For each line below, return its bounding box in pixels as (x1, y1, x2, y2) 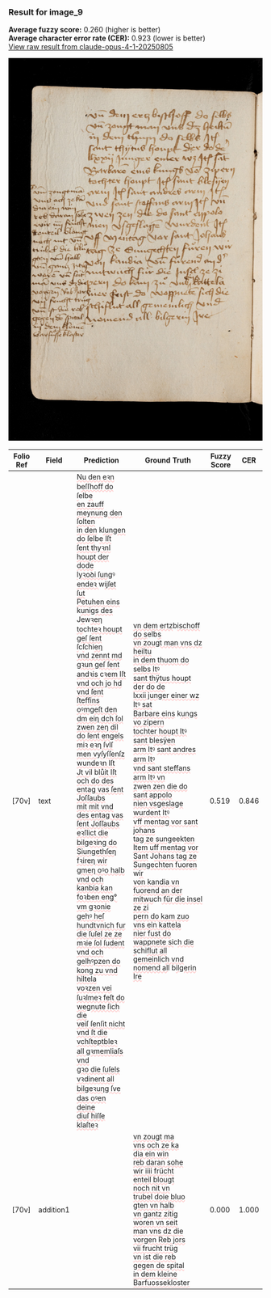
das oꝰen (76, 1093, 106, 1102)
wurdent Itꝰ (132, 807, 170, 817)
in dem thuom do (132, 654, 190, 665)
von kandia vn (132, 877, 180, 886)
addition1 (38, 1204, 70, 1215)
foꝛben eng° (76, 892, 118, 902)
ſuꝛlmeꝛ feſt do (76, 992, 125, 1002)
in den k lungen (76, 525, 127, 535)
